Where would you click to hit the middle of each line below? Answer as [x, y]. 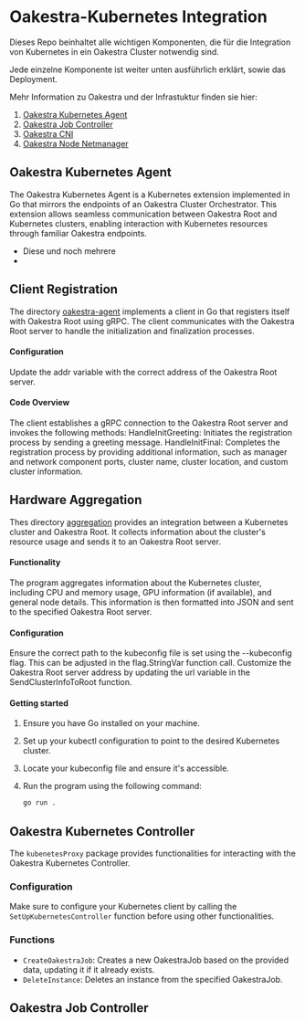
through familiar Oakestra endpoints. [79, 233]
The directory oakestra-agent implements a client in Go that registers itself [150, 311]
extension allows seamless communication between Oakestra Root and [143, 214]
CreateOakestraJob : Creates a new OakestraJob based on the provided [156, 960]
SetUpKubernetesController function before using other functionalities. [142, 916]
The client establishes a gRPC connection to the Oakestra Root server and [149, 423]
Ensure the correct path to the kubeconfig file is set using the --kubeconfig [151, 653]
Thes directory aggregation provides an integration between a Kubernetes [149, 522]
